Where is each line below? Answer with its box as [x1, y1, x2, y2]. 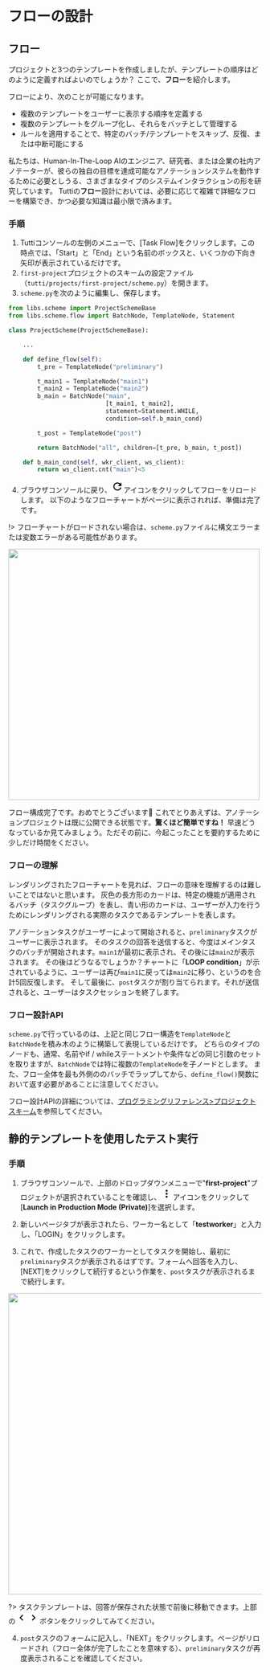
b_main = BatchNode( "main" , [37, 392, 131, 400]
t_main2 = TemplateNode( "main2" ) [37, 385, 149, 393]
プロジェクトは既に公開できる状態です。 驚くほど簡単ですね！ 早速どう [22, 817, 256, 828]
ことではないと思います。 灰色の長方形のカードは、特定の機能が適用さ [14, 890, 249, 899]
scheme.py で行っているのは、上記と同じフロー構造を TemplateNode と [8, 1029, 231, 1038]
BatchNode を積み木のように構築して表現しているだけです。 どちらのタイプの [8, 1038, 260, 1049]
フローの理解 [8, 860, 59, 871]
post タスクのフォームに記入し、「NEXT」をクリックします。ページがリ [19, 1633, 253, 1643]
